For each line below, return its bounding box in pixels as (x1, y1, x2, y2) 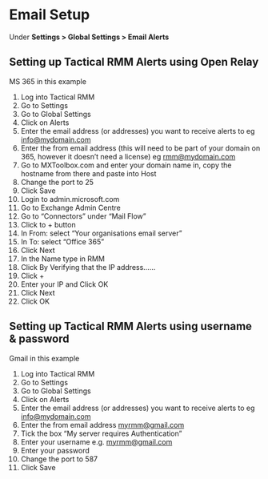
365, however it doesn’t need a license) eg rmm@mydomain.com (20, 151, 236, 161)
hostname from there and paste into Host (20, 168, 157, 178)
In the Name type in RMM (20, 254, 105, 264)
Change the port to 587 (20, 454, 98, 464)
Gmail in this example (9, 353, 80, 363)
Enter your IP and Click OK (20, 279, 109, 289)
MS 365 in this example (9, 76, 87, 86)
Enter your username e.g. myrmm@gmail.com (20, 437, 173, 446)
